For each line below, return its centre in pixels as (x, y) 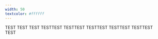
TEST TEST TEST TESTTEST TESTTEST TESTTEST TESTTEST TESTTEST (79, 27)
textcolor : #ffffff (25, 14)
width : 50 (15, 9)
